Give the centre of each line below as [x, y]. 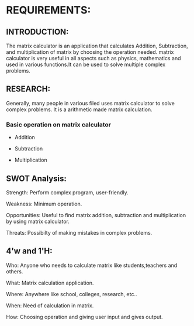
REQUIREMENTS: [49, 10]
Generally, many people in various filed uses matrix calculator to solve [91, 103]
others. [15, 271]
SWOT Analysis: [37, 178]
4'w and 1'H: [29, 251]
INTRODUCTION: [37, 32]
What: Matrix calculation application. [50, 283]
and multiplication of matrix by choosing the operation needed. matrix [90, 52]
